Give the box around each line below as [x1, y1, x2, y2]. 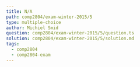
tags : [6, 41, 19, 47]
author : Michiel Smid [6, 24, 59, 31]
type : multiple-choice [6, 19, 61, 25]
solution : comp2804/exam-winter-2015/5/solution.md [6, 36, 134, 41]
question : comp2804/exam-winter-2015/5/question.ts [6, 30, 134, 36]
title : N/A [6, 8, 33, 15]
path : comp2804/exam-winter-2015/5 [6, 14, 93, 20]
